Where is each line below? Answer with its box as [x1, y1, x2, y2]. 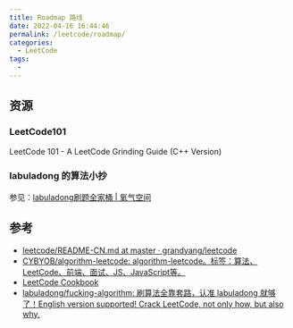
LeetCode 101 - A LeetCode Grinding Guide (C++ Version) [9, 146, 222, 156]
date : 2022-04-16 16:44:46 [9, 21, 110, 30]
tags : [9, 55, 29, 63]
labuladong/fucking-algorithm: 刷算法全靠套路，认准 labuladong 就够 [21, 287, 277, 298]
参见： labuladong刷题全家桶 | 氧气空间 [9, 191, 152, 202]
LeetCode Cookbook [21, 276, 99, 287]
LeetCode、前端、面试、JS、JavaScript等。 [21, 266, 186, 277]
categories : [9, 38, 54, 47]
